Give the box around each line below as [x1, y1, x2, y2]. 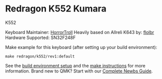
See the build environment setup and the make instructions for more [5, 62, 146, 68]
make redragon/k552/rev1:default [5, 53, 75, 59]
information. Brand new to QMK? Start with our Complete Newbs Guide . [5, 68, 153, 74]
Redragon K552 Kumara [5, 3, 106, 14]
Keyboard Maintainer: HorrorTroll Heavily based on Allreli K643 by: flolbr [5, 29, 154, 35]
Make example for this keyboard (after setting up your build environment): [5, 44, 157, 50]
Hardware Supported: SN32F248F [5, 34, 76, 40]
